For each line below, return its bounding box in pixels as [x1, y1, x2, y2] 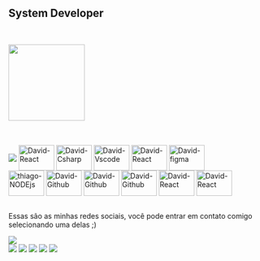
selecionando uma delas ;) [8, 220, 97, 229]
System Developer [8, 7, 104, 20]
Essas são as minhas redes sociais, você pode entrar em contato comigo [8, 211, 253, 220]
